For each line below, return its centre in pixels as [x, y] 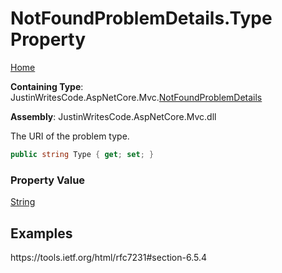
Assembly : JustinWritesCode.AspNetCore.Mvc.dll [113, 116]
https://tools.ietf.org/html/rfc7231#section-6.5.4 [109, 257]
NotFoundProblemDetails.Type [141, 18]
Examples [41, 233]
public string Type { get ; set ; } [82, 154]
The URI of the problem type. [70, 136]
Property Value [48, 180]
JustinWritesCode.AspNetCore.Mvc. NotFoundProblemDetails [136, 97]
